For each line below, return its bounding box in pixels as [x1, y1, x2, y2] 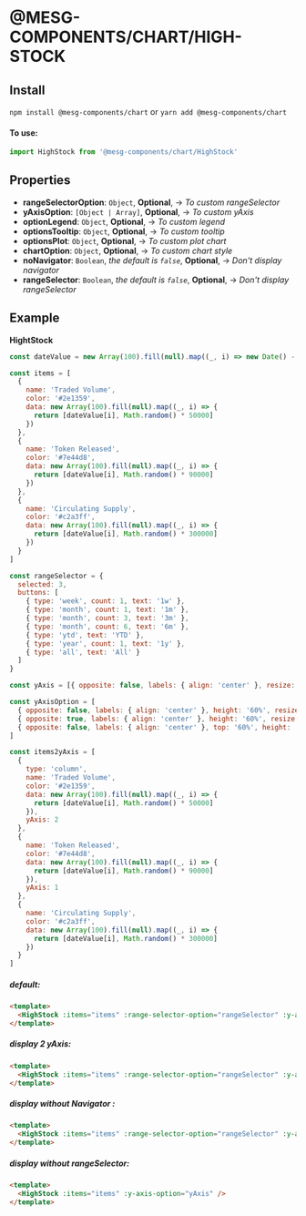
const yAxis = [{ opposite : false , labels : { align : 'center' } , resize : [9, 681, 296, 690]
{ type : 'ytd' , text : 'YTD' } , [25, 630, 145, 639]
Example [9, 311, 60, 326]
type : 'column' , [25, 764, 88, 774]
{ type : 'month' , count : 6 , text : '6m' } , [25, 622, 189, 631]
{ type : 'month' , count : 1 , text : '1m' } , [25, 605, 189, 615]
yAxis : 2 [25, 815, 59, 824]
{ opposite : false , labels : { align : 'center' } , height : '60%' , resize [17, 705, 300, 715]
